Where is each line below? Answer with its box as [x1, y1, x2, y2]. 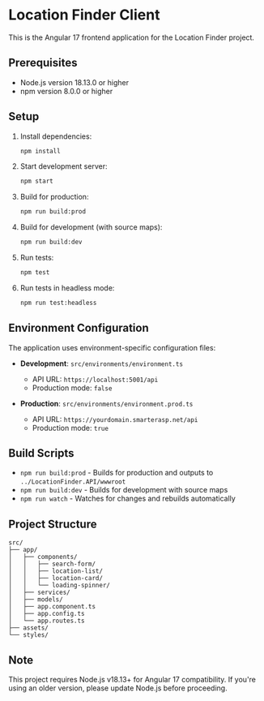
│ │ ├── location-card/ [8, 574, 104, 583]
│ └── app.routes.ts [8, 617, 85, 626]
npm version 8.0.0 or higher [19, 86, 113, 96]
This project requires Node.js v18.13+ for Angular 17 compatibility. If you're [8, 675, 257, 685]
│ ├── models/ [8, 596, 63, 604]
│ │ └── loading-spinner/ [8, 582, 111, 590]
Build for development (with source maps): [19, 222, 163, 232]
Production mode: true [32, 423, 109, 432]
